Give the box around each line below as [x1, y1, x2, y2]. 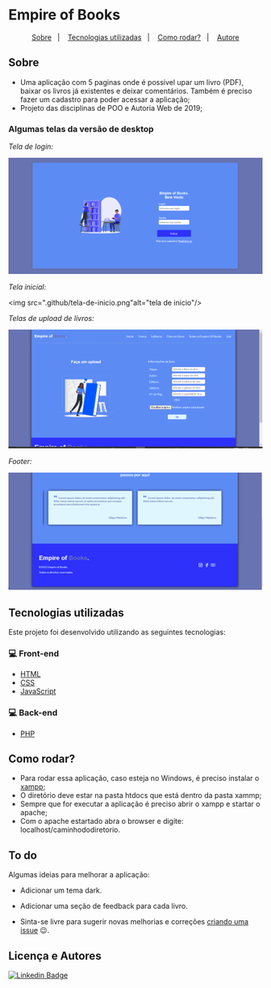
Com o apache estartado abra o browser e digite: [19, 817, 184, 826]
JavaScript [19, 686, 56, 696]
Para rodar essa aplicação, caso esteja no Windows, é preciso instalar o [19, 774, 260, 783]
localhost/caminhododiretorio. [19, 825, 121, 834]
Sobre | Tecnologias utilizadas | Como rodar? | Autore [31, 32, 240, 42]
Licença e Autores [8, 948, 102, 963]
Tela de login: [8, 141, 54, 151]
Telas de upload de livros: [8, 314, 94, 323]
